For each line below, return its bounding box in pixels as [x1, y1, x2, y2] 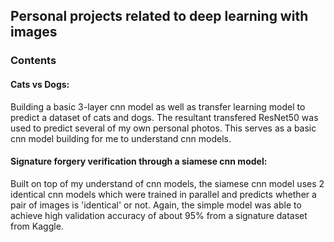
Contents [10, 54, 57, 68]
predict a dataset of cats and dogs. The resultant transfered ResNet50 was [10, 111, 319, 123]
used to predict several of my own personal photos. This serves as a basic [10, 122, 317, 134]
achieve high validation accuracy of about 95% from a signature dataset [10, 209, 308, 221]
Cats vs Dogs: [10, 78, 70, 90]
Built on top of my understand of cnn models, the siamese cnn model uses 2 [10, 177, 325, 189]
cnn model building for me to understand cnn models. [10, 132, 232, 144]
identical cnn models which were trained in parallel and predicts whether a [10, 188, 317, 200]
